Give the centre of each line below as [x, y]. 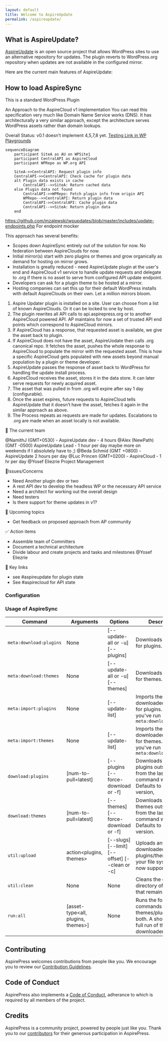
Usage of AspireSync [31, 609]
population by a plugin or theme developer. [56, 362]
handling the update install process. [49, 373]
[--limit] [117, 846]
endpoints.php [20, 226]
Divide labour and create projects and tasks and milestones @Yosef [82, 552]
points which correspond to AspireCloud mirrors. [63, 325]
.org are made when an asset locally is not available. [66, 421]
